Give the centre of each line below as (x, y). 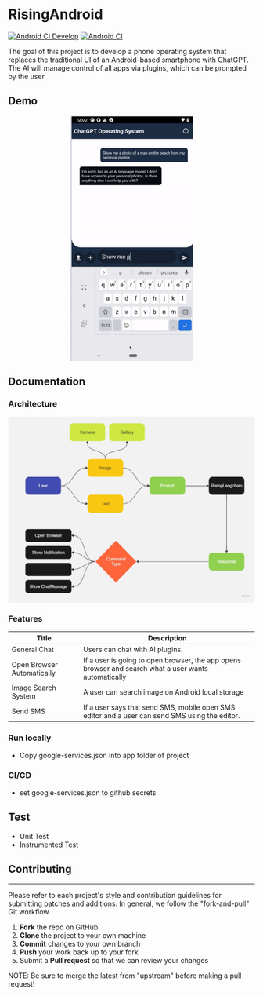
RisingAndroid (56, 15)
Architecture (33, 404)
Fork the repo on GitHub (59, 927)
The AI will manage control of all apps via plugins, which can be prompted (127, 67)
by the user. (27, 76)
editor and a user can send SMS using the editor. (162, 715)
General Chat (33, 649)
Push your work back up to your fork (79, 952)
